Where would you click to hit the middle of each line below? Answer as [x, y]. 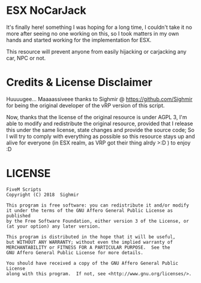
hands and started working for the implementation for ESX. [79, 40]
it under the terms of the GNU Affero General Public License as [89, 210]
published [19, 216]
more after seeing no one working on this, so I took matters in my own [93, 33]
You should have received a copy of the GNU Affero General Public [92, 263]
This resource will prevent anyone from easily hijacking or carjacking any [97, 51]
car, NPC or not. [26, 58]
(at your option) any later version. [53, 226]
